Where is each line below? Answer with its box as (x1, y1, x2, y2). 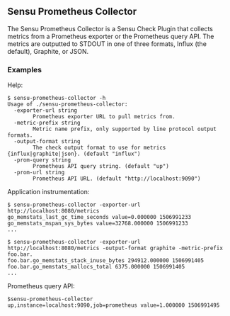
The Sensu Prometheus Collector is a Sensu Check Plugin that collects (7, 24, 214, 33)
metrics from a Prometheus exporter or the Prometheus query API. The (7, 32, 214, 40)
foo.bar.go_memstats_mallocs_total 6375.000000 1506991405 (7, 264, 185, 271)
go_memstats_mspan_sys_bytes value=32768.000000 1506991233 (7, 220, 189, 227)
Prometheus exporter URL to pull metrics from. (33, 113, 176, 120)
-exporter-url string (13, 107, 78, 114)
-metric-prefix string (13, 120, 81, 127)
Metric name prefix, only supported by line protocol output (33, 125, 217, 133)
